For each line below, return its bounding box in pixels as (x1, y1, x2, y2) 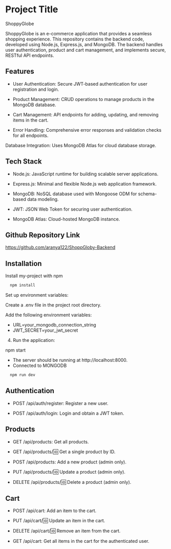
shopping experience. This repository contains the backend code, (5, 36, 144, 42)
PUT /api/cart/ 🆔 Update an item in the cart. (12, 518, 105, 524)
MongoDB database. (12, 101, 56, 108)
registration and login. (12, 86, 59, 92)
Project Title (5, 4, 58, 15)
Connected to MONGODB (12, 362, 67, 369)
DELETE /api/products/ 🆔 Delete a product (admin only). (12, 479, 132, 485)
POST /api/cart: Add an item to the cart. (12, 507, 97, 514)
